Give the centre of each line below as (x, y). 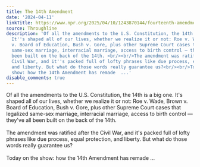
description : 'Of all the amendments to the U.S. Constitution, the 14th (100, 34)
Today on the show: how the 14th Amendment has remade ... (81, 158)
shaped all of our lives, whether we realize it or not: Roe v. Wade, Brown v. (97, 101)
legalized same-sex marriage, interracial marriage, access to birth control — (100, 114)
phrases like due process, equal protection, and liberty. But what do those (97, 139)
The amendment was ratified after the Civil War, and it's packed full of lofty (98, 133)
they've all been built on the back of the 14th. (62, 120)
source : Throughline (32, 28)
